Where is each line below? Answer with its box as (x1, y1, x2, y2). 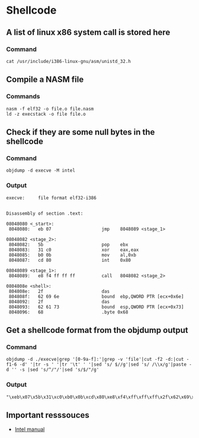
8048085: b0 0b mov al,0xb (8, 252, 136, 258)
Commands (6, 93, 40, 101)
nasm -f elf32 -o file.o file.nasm (6, 106, 94, 112)
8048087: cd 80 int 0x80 (8, 257, 131, 263)
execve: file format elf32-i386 (6, 195, 97, 201)
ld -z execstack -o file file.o (6, 111, 86, 117)
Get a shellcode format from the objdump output (6, 325, 188, 335)
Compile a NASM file (6, 75, 84, 85)
